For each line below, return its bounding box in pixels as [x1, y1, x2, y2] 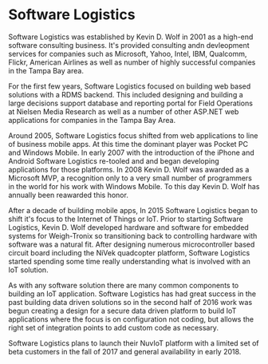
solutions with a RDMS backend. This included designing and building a [8, 89, 243, 99]
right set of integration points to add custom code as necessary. [8, 322, 219, 332]
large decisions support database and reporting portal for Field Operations [8, 98, 254, 108]
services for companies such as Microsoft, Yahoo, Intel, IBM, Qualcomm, [8, 49, 247, 58]
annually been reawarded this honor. [8, 190, 129, 200]
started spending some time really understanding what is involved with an [8, 256, 251, 266]
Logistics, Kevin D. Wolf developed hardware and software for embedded [8, 222, 249, 232]
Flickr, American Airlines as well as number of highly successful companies [8, 57, 256, 67]
